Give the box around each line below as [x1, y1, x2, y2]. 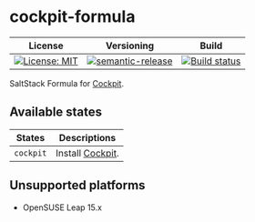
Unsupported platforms [9, 177, 146, 193]
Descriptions [58, 131, 117, 144]
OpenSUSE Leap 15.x [22, 202, 103, 213]
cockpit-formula [9, 6, 136, 27]
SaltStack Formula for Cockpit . [9, 77, 125, 88]
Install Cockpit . [56, 146, 120, 159]
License [28, 39, 64, 52]
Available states [9, 105, 103, 120]
